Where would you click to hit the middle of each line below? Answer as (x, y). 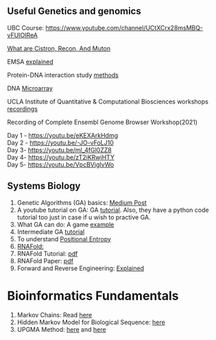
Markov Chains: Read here (55, 315)
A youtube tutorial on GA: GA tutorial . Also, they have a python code (113, 210)
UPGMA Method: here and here (61, 329)
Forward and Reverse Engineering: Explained (81, 268)
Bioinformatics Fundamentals (93, 296)
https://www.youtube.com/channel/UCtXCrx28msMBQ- (124, 27)
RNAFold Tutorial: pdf (47, 254)
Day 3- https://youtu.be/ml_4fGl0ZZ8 (59, 149)
